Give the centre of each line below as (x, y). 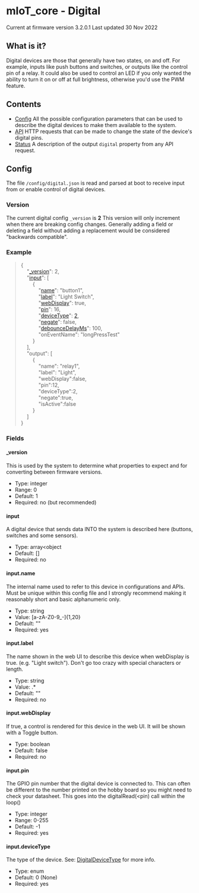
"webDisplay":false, (63, 378)
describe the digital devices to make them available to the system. (96, 125)
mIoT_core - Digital (53, 11)
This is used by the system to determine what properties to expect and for (97, 466)
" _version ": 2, (43, 271)
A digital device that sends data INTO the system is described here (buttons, (99, 529)
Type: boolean (32, 744)
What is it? (26, 46)
